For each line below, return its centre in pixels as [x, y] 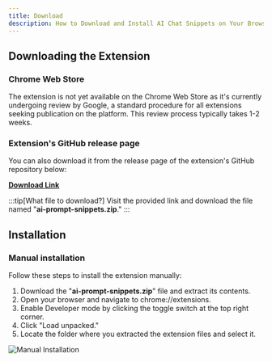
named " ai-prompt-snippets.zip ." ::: [69, 209]
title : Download [36, 16]
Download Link [34, 185]
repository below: [38, 170]
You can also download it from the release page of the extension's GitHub [132, 161]
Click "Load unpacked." [59, 326]
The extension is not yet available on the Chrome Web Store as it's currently [135, 97]
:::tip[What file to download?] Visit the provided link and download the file [131, 201]
